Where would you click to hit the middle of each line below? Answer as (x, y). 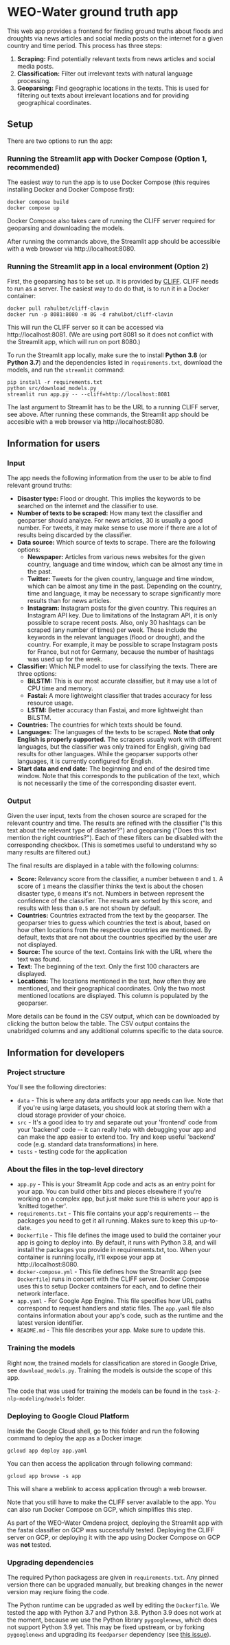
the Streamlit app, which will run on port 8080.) (74, 342)
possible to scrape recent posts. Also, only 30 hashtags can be (116, 623)
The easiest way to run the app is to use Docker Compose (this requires (109, 182)
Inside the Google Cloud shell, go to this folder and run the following (104, 1431)
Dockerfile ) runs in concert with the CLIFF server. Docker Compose (113, 1279)
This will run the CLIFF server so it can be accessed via (85, 328)
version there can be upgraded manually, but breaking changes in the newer (115, 1585)
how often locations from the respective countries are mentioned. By (114, 930)
